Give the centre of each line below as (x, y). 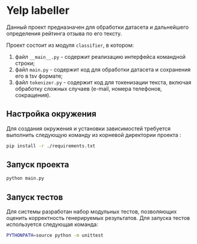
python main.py (25, 178)
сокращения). (33, 95)
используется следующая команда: (52, 224)
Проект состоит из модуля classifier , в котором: (70, 45)
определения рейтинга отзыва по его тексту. (64, 33)
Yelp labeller (38, 11)
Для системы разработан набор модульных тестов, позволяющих (92, 212)
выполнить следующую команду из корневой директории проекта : (94, 135)
